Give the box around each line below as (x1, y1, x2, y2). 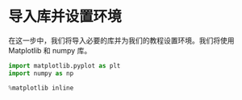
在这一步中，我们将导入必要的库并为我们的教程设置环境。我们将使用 (8, 35, 235, 45)
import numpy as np (8, 69, 74, 77)
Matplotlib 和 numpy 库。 (8, 45, 92, 55)
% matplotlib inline (8, 84, 74, 92)
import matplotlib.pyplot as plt (8, 61, 121, 69)
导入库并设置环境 (8, 7, 123, 26)
